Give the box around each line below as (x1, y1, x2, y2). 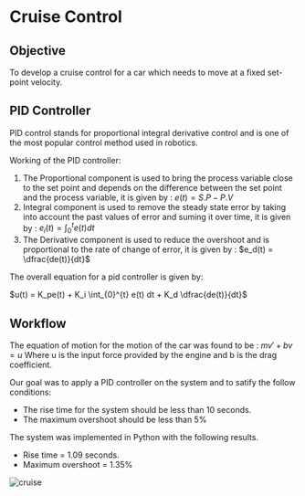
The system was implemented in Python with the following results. (9, 432, 258, 443)
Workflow (9, 315, 67, 331)
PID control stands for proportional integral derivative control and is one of (9, 127, 289, 138)
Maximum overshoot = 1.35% (22, 459, 133, 470)
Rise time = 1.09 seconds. (22, 449, 121, 460)
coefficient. (9, 359, 53, 371)
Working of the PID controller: (9, 154, 121, 165)
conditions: (9, 386, 52, 398)
